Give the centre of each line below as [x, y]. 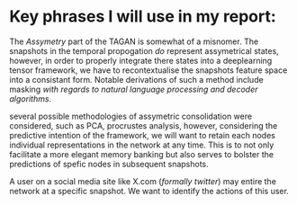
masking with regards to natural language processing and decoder [134, 89]
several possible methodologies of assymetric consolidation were [131, 116]
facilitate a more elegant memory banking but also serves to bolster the [142, 154]
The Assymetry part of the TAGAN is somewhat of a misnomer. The [134, 41]
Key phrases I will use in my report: [143, 17]
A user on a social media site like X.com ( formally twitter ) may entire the [143, 181]
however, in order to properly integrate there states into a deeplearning [141, 60]
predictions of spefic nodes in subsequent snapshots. [109, 164]
